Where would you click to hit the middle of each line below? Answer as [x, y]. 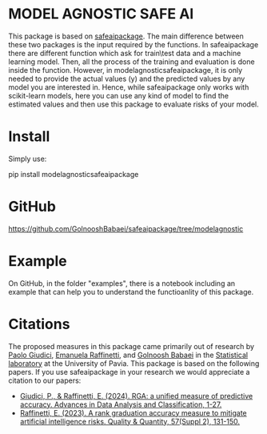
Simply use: [28, 159]
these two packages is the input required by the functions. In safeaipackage [133, 44]
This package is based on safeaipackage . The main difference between [126, 36]
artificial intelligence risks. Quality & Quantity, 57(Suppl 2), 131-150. [130, 421]
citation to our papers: [45, 380]
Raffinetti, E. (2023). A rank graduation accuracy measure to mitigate [133, 412]
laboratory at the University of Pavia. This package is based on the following [134, 363]
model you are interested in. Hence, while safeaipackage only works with [129, 87]
